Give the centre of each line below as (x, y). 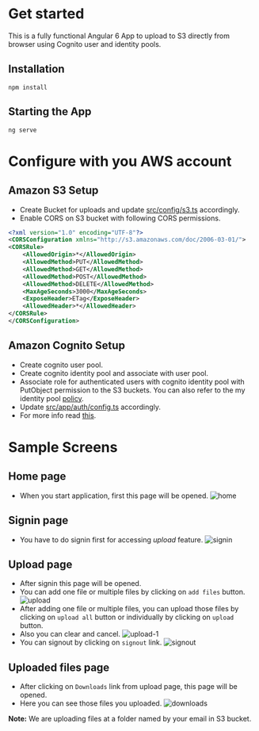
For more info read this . (58, 415)
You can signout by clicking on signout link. (91, 642)
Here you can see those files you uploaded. (91, 703)
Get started (46, 14)
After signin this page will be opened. (80, 584)
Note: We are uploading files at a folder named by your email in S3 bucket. (130, 719)
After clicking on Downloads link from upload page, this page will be (128, 687)
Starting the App (50, 112)
